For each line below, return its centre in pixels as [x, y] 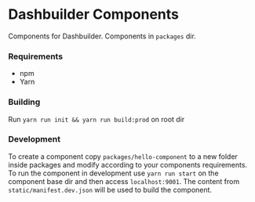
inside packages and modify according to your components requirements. [128, 164]
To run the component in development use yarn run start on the [113, 173]
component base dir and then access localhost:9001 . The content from [124, 181]
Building [24, 102]
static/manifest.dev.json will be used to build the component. [110, 189]
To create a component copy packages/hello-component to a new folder [123, 156]
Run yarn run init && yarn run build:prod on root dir [97, 119]
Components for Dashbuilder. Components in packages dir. [102, 36]
